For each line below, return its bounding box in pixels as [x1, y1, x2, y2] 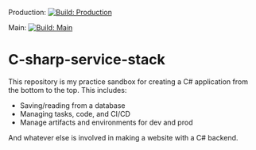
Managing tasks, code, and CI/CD [19, 109, 131, 118]
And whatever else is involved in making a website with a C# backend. [8, 133, 239, 142]
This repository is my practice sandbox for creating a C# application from [8, 76, 249, 87]
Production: [8, 8, 46, 17]
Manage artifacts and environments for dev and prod [19, 117, 193, 127]
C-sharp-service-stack [8, 51, 165, 69]
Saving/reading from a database [19, 100, 126, 110]
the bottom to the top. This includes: [8, 85, 127, 94]
